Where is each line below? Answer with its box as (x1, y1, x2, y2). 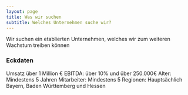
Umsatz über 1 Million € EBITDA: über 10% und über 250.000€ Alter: (6, 70, 172, 77)
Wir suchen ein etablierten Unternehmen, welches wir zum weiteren (6, 36, 170, 43)
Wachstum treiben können (6, 42, 70, 49)
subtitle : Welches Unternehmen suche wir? (6, 19, 112, 25)
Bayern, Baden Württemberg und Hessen (6, 82, 106, 89)
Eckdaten (6, 56, 34, 65)
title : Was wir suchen (6, 14, 62, 20)
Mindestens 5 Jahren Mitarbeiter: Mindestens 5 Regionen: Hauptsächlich (6, 76, 183, 83)
